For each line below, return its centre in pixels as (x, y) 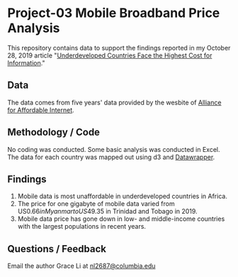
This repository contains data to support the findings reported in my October (119, 48)
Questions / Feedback (57, 249)
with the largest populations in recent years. (82, 227)
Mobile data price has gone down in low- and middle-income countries (121, 219)
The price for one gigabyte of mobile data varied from (96, 204)
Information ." (26, 63)
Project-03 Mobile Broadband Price (114, 13)
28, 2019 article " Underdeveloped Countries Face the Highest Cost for (110, 55)
